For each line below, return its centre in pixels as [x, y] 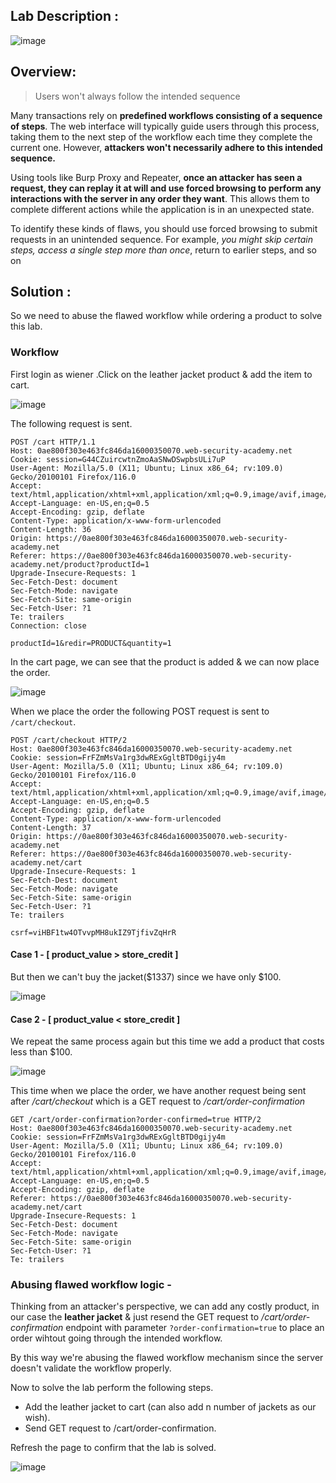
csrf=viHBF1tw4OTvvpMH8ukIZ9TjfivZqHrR [93, 932]
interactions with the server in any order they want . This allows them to [160, 198]
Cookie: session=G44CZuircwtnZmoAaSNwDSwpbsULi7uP [118, 459]
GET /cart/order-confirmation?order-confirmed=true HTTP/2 [136, 1120]
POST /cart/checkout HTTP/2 [69, 740]
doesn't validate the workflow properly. [91, 1368]
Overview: [43, 72]
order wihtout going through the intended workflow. [116, 1338]
